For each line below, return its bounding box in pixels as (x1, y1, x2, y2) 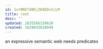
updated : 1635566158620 (5, 20, 54, 26)
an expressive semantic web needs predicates (5, 38, 99, 44)
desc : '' (5, 16, 23, 21)
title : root (5, 12, 29, 16)
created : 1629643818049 (5, 25, 54, 30)
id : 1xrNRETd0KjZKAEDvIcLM (5, 7, 60, 12)
